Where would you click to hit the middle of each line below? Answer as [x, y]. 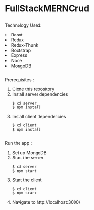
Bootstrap [21, 50]
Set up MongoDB [29, 153]
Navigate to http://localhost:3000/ [46, 202]
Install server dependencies [40, 94]
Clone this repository [33, 89]
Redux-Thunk [25, 45]
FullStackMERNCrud [47, 9]
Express [19, 55]
